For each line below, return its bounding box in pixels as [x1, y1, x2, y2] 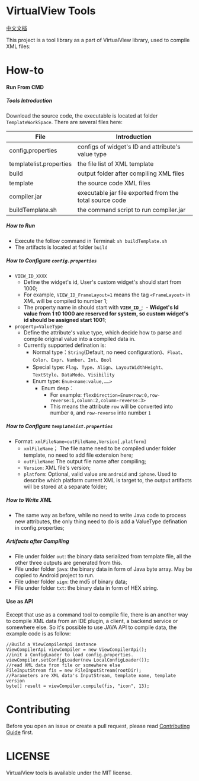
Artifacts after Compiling [6, 537, 69, 545]
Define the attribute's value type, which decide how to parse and [23, 328, 182, 336]
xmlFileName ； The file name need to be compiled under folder [23, 444, 176, 452]
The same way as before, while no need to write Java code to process [14, 511, 187, 518]
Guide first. [6, 729, 34, 736]
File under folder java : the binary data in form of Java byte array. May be [14, 565, 192, 573]
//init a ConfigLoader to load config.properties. [6, 652, 134, 657]
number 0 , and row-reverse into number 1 [50, 409, 151, 416]
